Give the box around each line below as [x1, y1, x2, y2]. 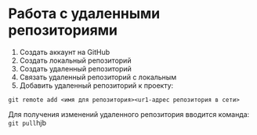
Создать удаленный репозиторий [19, 64, 132, 73]
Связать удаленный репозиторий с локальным [19, 72, 177, 82]
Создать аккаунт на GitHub [19, 47, 110, 57]
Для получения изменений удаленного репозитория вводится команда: [8, 109, 250, 119]
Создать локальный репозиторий [19, 56, 132, 65]
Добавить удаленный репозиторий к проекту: [19, 80, 174, 90]
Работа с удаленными [8, 5, 161, 23]
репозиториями [8, 21, 118, 39]
